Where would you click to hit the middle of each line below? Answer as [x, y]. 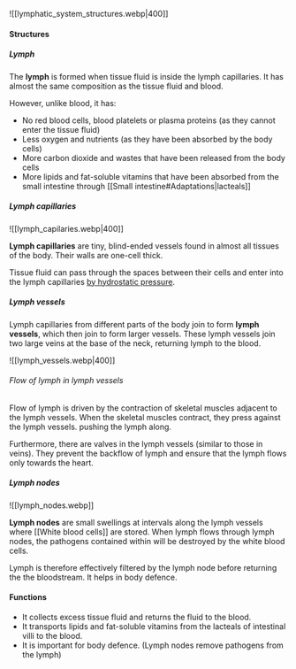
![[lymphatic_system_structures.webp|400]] [89, 14]
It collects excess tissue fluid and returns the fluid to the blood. [137, 617]
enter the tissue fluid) [61, 129]
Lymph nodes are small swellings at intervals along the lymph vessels [136, 522]
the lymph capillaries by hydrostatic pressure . [92, 281]
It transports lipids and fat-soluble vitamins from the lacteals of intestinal [154, 626]
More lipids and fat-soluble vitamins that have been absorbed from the [151, 176]
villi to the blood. [52, 635]
